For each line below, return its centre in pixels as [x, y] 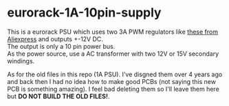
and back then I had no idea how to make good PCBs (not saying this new [112, 81]
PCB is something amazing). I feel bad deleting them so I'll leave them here [113, 89]
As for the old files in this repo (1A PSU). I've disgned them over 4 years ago [115, 74]
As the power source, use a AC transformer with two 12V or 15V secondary [113, 54]
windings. [21, 61]
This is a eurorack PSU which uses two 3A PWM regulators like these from [113, 32]
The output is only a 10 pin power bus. [61, 46]
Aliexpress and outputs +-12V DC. [55, 39]
